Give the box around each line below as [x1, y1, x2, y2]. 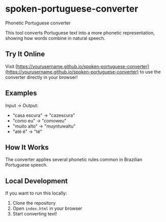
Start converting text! [12, 211, 57, 217]
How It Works [5, 143, 49, 151]
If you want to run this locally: [5, 190, 67, 196]
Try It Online [5, 50, 45, 58]
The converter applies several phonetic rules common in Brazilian [5, 156, 143, 163]
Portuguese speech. [5, 162, 48, 168]
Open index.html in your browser [12, 205, 83, 211]
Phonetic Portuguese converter [5, 20, 71, 26]
